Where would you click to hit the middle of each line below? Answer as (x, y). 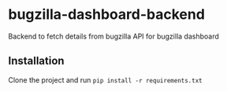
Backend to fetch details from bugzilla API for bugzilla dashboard (113, 36)
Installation (36, 61)
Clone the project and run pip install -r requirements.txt (105, 79)
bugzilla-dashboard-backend (106, 15)
